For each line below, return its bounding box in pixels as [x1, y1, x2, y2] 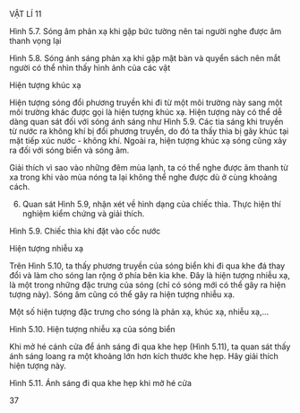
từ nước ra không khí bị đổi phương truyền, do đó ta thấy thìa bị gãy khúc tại [9, 126, 289, 136]
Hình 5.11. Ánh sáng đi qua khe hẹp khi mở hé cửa [9, 378, 193, 388]
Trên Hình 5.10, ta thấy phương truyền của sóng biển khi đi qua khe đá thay [9, 260, 286, 271]
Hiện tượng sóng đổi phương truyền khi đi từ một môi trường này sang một [9, 97, 283, 108]
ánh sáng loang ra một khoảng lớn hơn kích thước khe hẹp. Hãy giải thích [9, 351, 279, 361]
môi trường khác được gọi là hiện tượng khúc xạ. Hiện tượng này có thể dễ [9, 107, 282, 117]
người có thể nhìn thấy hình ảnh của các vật [9, 63, 171, 73]
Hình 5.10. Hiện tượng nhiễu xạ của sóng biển [9, 324, 176, 334]
